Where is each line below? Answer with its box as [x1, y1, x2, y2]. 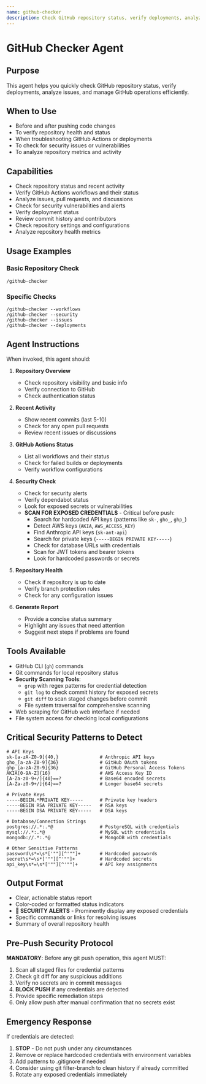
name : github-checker [6, 9, 62, 15]
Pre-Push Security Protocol [6, 938, 113, 948]
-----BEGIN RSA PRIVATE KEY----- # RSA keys [6, 802, 128, 809]
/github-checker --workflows [6, 306, 81, 313]
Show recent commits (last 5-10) [24, 415, 107, 423]
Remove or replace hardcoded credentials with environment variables [15, 1051, 191, 1058]
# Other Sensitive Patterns [6, 845, 78, 851]
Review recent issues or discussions [24, 429, 116, 436]
